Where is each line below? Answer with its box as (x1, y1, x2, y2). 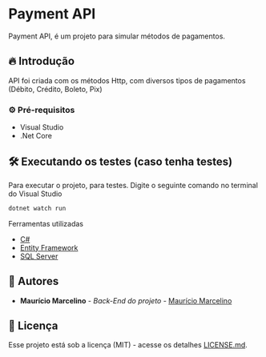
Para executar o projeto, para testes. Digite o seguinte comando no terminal (8, 180, 259, 190)
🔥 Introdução (8, 54, 75, 68)
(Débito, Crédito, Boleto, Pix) (8, 84, 103, 94)
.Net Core (19, 131, 52, 141)
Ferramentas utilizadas (8, 219, 84, 228)
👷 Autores (8, 275, 59, 288)
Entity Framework (19, 243, 79, 252)
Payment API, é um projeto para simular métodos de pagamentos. (8, 31, 226, 41)
